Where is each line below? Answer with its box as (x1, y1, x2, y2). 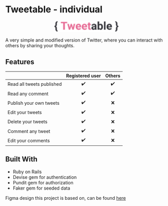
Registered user (66, 72, 101, 79)
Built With (5, 155, 38, 164)
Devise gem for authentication (12, 174, 77, 180)
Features (5, 58, 34, 66)
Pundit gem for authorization (12, 179, 73, 185)
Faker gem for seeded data (12, 185, 70, 191)
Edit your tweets (7, 109, 42, 116)
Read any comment (7, 90, 49, 97)
